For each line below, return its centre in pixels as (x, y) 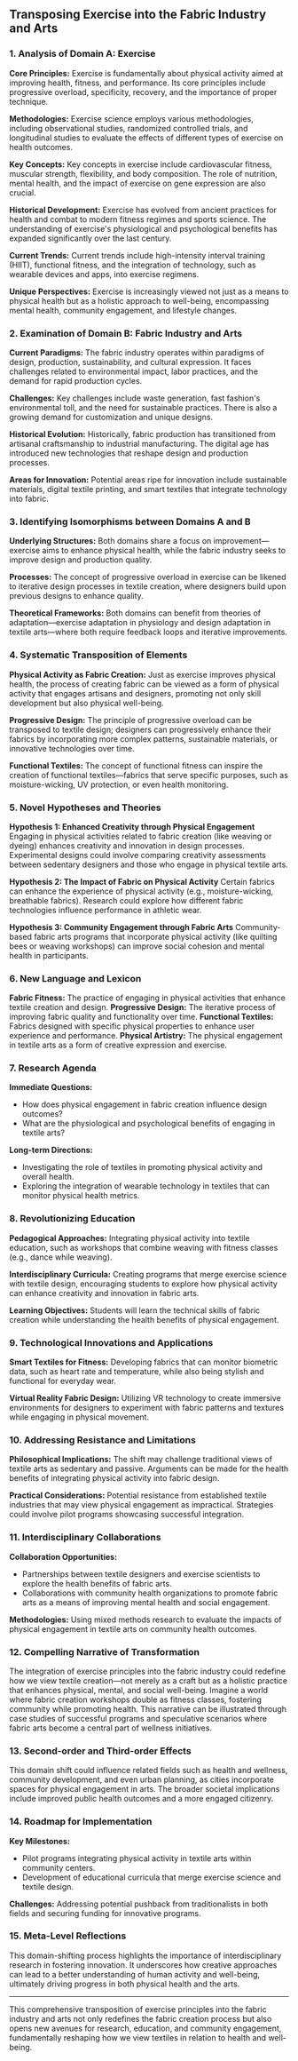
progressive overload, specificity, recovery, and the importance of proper (143, 92)
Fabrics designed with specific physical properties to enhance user (132, 1026)
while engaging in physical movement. (79, 1417)
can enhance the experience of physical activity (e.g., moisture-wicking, (141, 891)
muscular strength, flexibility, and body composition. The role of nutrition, (143, 173)
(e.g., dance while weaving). (61, 1257)
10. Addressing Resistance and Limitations (103, 1440)
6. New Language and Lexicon (75, 978)
